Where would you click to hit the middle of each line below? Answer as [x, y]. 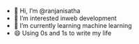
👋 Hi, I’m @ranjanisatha [47, 11]
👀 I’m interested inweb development [65, 18]
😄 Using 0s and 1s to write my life [63, 33]
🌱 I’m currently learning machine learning [73, 25]
